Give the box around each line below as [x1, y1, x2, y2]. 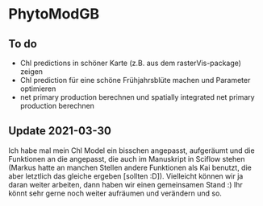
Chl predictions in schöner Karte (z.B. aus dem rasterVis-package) [19, 58, 242, 68]
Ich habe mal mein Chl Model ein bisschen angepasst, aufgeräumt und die [8, 146, 256, 155]
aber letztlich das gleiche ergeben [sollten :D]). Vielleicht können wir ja [8, 171, 244, 181]
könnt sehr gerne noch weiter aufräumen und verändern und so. [8, 188, 222, 198]
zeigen [19, 67, 43, 76]
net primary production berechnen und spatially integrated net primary [19, 93, 256, 101]
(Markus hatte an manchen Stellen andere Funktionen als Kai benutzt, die [8, 163, 252, 172]
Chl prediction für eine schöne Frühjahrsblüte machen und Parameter [19, 76, 251, 84]
